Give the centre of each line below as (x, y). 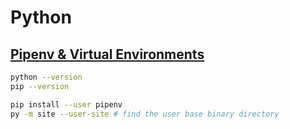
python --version (46, 77)
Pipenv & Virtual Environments (107, 54)
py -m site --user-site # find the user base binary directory (145, 114)
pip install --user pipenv (66, 104)
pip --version (40, 86)
